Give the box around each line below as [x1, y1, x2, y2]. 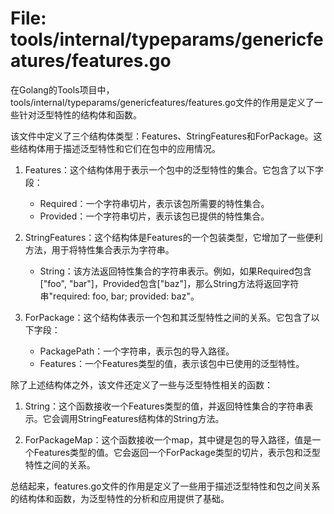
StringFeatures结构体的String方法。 [77, 412, 225, 424]
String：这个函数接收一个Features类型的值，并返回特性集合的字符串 [24, 400, 305, 412]
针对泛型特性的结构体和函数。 [18, 108, 142, 121]
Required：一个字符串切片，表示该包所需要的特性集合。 [39, 197, 270, 209]
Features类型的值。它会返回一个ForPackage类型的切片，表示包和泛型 [33, 446, 321, 458]
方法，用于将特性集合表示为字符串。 [24, 243, 175, 256]
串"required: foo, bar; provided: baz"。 [39, 290, 200, 302]
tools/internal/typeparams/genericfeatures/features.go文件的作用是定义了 [10, 96, 315, 108]
